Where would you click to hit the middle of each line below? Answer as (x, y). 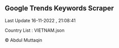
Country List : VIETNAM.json (35, 30)
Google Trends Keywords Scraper (59, 8)
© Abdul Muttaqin (24, 40)
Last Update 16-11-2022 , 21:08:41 (40, 20)
